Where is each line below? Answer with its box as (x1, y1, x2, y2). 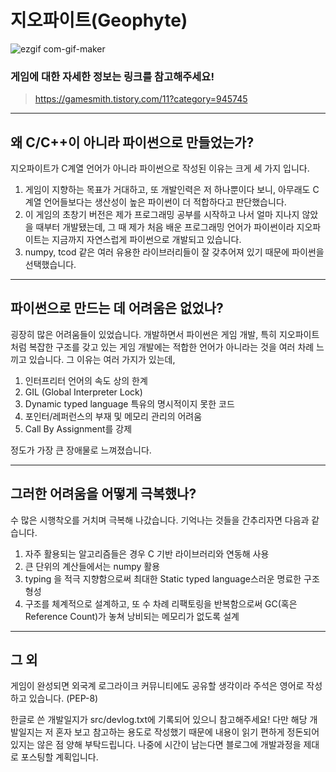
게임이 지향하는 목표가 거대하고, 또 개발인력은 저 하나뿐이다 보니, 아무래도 (24, 184, 311, 196)
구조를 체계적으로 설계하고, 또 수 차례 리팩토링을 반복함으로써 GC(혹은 (24, 597, 298, 610)
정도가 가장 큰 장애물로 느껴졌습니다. (10, 444, 152, 456)
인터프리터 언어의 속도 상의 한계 (24, 374, 148, 386)
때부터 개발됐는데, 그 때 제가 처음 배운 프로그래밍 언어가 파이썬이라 (35, 221, 295, 233)
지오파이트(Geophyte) (10, 9, 188, 32)
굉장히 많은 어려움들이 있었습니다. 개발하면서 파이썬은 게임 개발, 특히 (10, 328, 277, 340)
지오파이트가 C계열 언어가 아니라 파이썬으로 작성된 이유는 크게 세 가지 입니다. (10, 162, 310, 175)
